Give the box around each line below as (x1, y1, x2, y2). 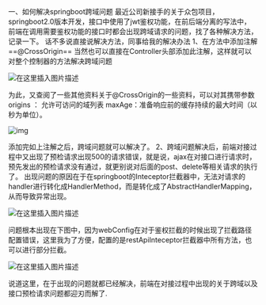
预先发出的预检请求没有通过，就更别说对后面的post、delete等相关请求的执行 (8, 162, 258, 171)
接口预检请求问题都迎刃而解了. (8, 288, 108, 298)
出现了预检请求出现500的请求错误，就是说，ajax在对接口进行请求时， (28, 152, 256, 161)
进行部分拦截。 (21, 245, 71, 254)
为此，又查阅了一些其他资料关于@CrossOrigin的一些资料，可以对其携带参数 (8, 90, 255, 99)
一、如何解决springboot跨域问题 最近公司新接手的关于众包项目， (8, 7, 219, 16)
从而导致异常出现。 (8, 192, 71, 200)
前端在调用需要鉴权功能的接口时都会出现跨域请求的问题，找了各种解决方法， (8, 27, 258, 36)
